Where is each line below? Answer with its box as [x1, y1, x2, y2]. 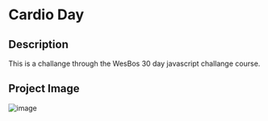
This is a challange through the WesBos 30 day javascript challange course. [8, 58, 261, 68]
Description [8, 38, 69, 51]
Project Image [8, 82, 80, 95]
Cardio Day [8, 6, 85, 24]
